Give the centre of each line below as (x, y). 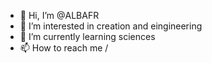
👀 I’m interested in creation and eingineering (111, 26)
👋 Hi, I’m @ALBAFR (59, 15)
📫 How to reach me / (64, 48)
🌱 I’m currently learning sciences (87, 36)
